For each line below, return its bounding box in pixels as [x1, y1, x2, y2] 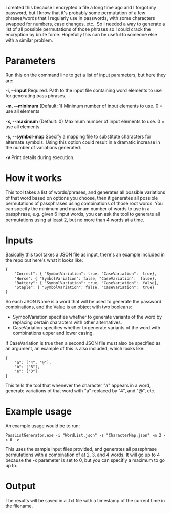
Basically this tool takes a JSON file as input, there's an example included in [5, 251, 165, 258]
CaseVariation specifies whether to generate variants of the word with [12, 324, 160, 330]
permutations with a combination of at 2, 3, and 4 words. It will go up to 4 [5, 451, 160, 458]
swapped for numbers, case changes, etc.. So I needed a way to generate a [5, 21, 165, 27]
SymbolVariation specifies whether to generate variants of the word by [12, 313, 162, 320]
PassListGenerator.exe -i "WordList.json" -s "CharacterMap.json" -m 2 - [5, 432, 166, 438]
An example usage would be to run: [5, 423, 80, 429]
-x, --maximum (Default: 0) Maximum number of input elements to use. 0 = [5, 118, 165, 124]
